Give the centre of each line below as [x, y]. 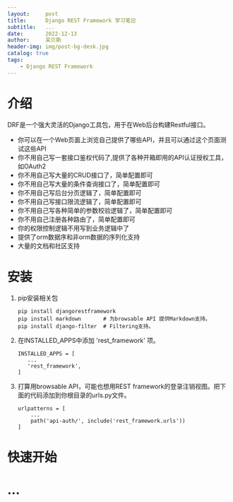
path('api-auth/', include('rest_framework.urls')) [108, 421]
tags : [15, 60]
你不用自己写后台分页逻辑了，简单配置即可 [79, 192]
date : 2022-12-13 [42, 34]
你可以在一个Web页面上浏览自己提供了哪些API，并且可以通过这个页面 [119, 139]
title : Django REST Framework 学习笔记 [72, 21]
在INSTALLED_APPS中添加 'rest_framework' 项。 [89, 340]
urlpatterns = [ [41, 408]
